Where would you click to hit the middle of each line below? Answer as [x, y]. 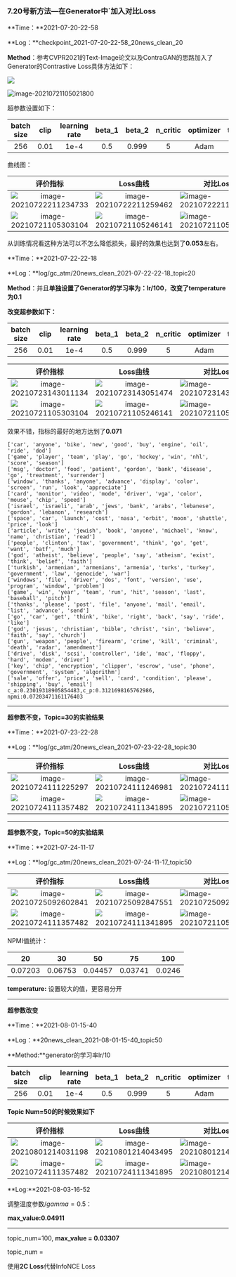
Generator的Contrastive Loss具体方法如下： [71, 66]
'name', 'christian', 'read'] [52, 537]
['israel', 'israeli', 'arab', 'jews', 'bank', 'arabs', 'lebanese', [111, 506]
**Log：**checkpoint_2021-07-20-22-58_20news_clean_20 [95, 43]
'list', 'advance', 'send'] [48, 611]
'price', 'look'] [33, 525]
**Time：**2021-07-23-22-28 [53, 732]
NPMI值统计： [27, 941]
